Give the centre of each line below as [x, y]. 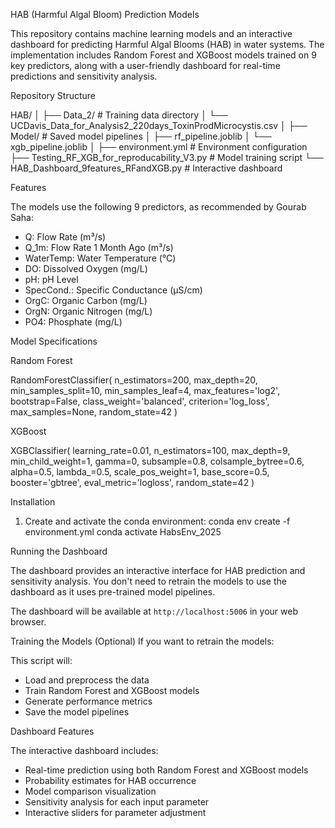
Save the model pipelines [77, 712]
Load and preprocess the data [87, 680]
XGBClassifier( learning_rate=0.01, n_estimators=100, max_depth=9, [150, 450]
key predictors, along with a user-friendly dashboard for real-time [145, 65]
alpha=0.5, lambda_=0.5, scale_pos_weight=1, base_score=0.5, [140, 472]
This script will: [41, 660]
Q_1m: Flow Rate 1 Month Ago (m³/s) [99, 247]
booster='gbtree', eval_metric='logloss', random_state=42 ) [132, 482]
